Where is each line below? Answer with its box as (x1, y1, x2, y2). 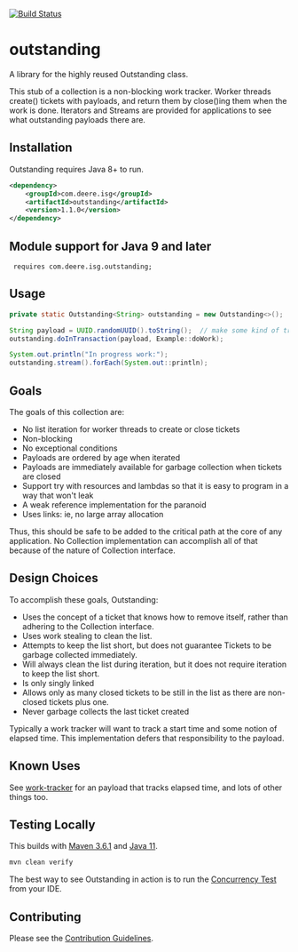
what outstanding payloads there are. (9, 114, 146, 124)
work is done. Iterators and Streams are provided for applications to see (9, 105, 272, 116)
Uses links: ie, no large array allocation (21, 508, 164, 519)
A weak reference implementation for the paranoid (21, 499, 207, 510)
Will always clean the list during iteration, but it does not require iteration (21, 659, 287, 669)
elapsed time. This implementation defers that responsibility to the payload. (9, 732, 285, 743)
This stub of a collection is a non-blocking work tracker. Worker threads (9, 85, 272, 97)
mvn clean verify (9, 858, 74, 867)
